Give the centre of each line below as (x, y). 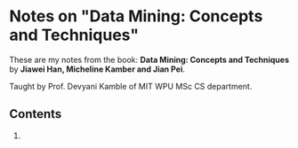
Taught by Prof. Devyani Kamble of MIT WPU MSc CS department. (131, 86)
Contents (36, 114)
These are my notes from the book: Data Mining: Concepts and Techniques (149, 59)
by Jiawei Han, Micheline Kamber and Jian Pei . (97, 69)
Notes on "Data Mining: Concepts (136, 16)
